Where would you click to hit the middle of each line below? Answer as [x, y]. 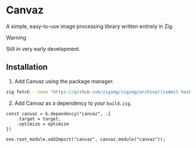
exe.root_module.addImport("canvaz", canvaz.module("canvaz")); [86, 139]
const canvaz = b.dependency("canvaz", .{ [58, 114]
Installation [27, 67]
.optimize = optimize [43, 124]
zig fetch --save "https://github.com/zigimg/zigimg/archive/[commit [92, 92]
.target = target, [39, 119]
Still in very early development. [43, 49]
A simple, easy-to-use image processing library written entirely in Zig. [90, 26]
